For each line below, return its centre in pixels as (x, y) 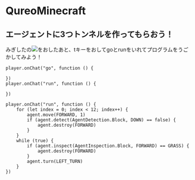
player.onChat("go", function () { (50, 68)
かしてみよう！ (24, 57)
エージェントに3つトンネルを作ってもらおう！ (89, 34)
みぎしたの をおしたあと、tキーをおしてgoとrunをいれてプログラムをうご (97, 49)
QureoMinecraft (46, 11)
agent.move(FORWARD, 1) (56, 115)
